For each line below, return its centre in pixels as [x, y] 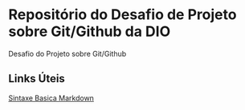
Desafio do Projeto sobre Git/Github [67, 53]
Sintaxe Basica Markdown [51, 98]
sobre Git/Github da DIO [90, 31]
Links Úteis [37, 79]
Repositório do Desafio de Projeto [122, 15]
